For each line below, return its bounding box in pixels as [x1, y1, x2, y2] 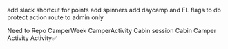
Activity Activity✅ [7, 34, 57, 42]
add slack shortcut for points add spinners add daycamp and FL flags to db [7, 6, 221, 14]
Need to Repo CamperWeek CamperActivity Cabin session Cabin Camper [7, 27, 216, 35]
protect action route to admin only [7, 13, 104, 21]
